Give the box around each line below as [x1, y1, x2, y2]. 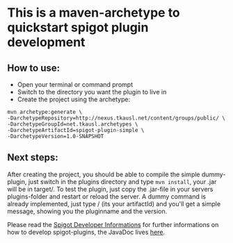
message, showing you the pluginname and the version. [7, 207, 168, 215]
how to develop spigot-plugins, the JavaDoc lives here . [7, 228, 166, 236]
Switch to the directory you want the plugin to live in [17, 88, 167, 96]
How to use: [7, 62, 61, 74]
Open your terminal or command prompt [17, 81, 134, 88]
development [7, 35, 86, 50]
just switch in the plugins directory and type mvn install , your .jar [28, 177, 217, 185]
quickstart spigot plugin [7, 19, 149, 35]
